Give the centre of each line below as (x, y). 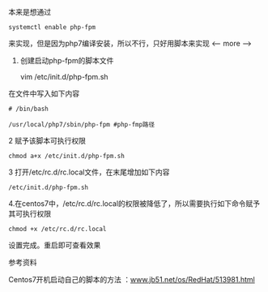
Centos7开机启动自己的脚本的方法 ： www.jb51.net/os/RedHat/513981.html (132, 279)
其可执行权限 (30, 214)
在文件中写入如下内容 (44, 93)
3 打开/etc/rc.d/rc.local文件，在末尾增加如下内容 (89, 172)
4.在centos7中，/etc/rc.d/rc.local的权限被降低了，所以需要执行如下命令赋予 (134, 204)
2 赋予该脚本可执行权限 (47, 141)
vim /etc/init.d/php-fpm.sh (64, 77)
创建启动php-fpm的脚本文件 (67, 60)
